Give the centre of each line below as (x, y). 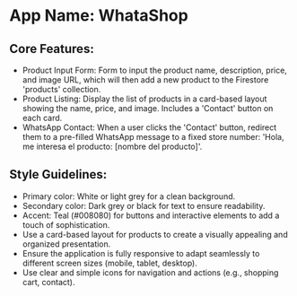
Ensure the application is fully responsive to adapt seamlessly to (141, 253)
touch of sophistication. (66, 224)
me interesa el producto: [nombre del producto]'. (112, 146)
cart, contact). (48, 282)
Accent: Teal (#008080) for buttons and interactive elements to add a (151, 215)
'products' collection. (61, 89)
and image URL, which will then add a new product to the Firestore (145, 80)
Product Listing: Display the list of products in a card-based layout (144, 99)
